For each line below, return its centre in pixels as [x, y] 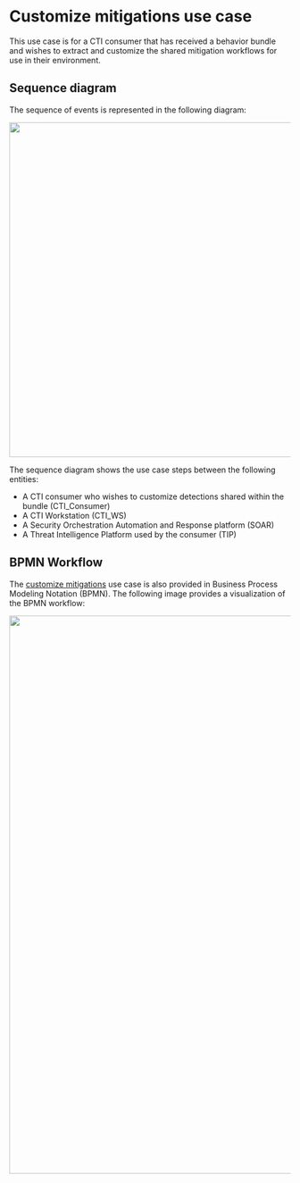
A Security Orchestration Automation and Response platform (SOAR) [148, 525]
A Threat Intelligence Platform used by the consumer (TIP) [129, 534]
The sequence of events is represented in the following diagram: [128, 110]
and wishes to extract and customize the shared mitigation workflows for [143, 50]
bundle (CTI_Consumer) [66, 505]
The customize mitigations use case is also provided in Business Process [144, 584]
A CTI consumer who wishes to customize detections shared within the [153, 496]
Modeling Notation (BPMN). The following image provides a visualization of [147, 593]
